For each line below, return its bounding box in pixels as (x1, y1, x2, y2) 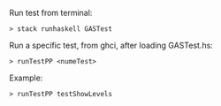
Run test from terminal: (9, 8, 93, 18)
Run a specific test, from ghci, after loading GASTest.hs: (9, 40, 214, 50)
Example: (9, 72, 43, 83)
